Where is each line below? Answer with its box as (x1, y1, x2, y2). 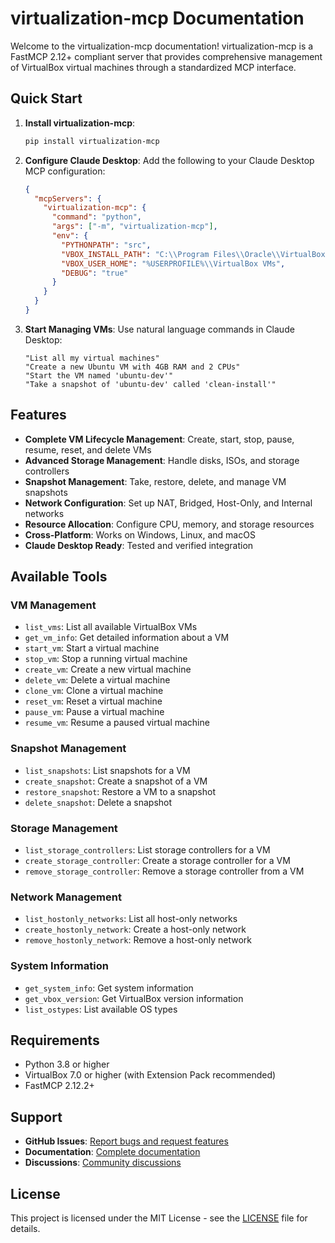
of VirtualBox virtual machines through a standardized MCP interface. (10, 61, 297, 73)
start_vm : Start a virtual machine (24, 642, 160, 654)
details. (10, 1223, 41, 1234)
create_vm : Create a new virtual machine (24, 663, 192, 676)
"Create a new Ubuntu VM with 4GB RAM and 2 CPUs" (24, 362, 241, 372)
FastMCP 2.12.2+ (24, 1080, 95, 1092)
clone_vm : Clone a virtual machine (24, 685, 164, 697)
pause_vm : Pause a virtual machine (24, 706, 165, 718)
